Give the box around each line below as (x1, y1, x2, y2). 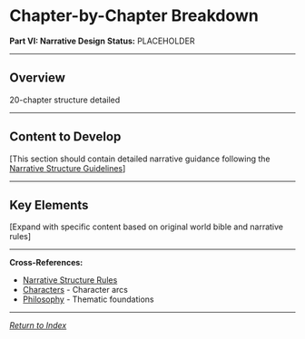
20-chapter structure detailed (9, 94, 121, 105)
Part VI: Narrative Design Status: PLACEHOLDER (9, 35, 195, 46)
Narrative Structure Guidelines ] (9, 162, 126, 173)
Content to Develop (9, 129, 122, 145)
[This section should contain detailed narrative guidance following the (9, 153, 271, 164)
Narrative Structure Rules (22, 275, 118, 286)
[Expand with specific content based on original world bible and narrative (9, 221, 284, 232)
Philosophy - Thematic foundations (22, 294, 154, 305)
